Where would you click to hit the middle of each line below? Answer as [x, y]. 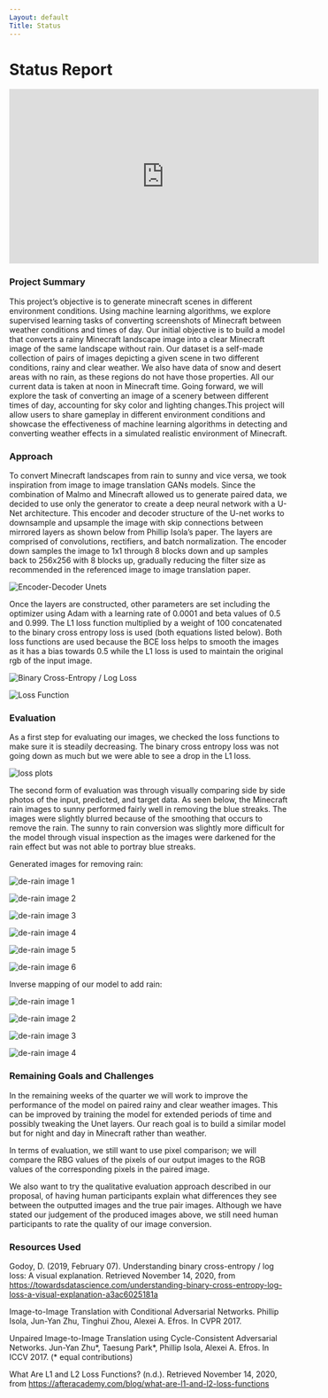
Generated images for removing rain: [76, 864]
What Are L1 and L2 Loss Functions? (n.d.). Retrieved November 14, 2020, [143, 1374]
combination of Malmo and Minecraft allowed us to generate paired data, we [148, 495]
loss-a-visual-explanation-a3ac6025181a [84, 1294]
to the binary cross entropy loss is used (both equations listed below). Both [146, 633]
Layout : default [39, 17]
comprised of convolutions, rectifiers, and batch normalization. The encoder [148, 542]
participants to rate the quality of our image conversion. [111, 1223]
